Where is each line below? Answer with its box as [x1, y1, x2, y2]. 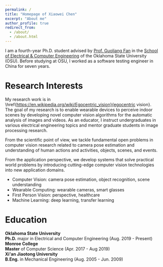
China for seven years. [5, 63, 51, 69]
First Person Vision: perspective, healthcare [12, 192, 100, 198]
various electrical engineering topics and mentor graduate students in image [5, 122, 158, 128]
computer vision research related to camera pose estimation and [5, 142, 135, 148]
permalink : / [5, 7, 32, 12]
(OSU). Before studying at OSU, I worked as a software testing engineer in [5, 58, 154, 64]
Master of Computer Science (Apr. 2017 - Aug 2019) [5, 246, 110, 251]
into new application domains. [5, 167, 65, 173]
